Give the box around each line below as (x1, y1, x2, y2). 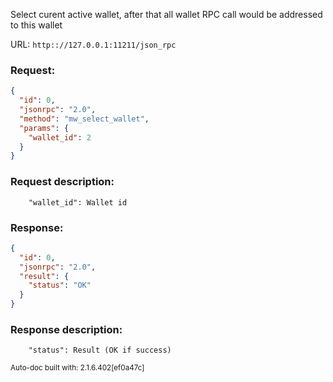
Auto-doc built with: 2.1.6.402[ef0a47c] (10, 363, 145, 373)
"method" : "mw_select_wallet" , (19, 114, 150, 124)
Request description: (10, 175, 115, 189)
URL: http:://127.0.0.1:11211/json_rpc (10, 39, 177, 50)
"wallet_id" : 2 (28, 132, 92, 143)
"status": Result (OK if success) (28, 345, 172, 356)
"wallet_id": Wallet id (28, 197, 128, 208)
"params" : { (19, 123, 70, 133)
